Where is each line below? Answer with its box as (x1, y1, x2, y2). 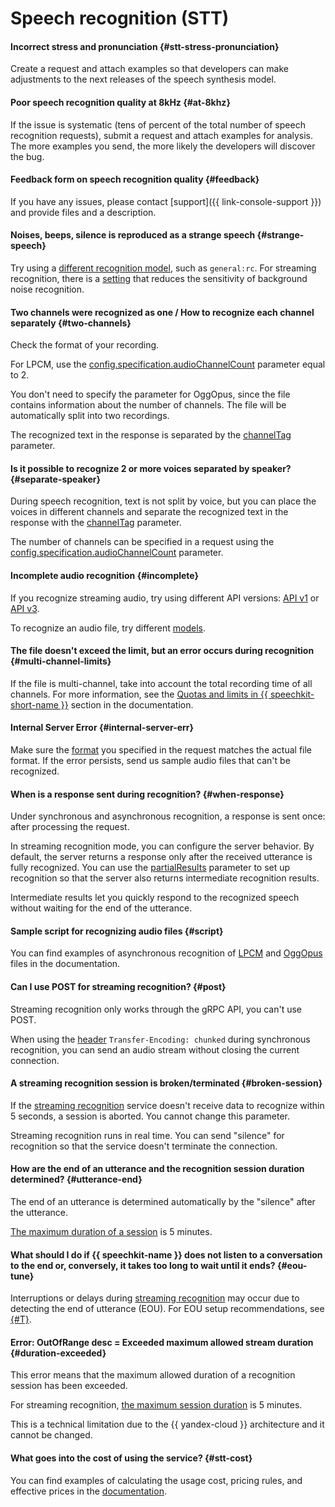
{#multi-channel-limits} (10, 655, 112, 667)
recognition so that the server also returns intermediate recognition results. (10, 872, 320, 884)
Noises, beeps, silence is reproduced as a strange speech (10, 229, 256, 241)
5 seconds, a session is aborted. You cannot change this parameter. (10, 1110, 291, 1122)
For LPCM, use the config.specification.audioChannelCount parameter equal (10, 358, 326, 371)
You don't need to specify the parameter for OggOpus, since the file (10, 388, 291, 401)
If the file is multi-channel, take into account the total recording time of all (10, 677, 313, 689)
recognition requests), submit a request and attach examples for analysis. (10, 129, 314, 141)
